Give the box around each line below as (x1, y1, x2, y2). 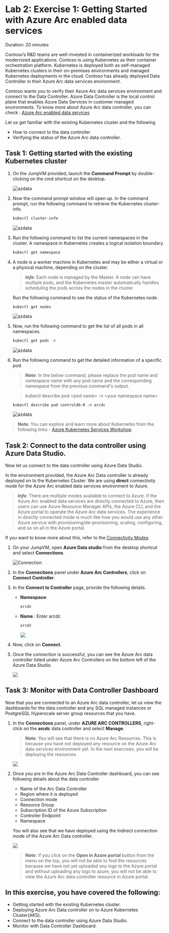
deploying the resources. (25, 751, 77, 757)
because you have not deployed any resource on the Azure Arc (25, 740, 157, 746)
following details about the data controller (12, 776, 99, 782)
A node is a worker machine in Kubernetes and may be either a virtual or (12, 259, 163, 265)
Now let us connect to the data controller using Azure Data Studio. (5, 463, 143, 469)
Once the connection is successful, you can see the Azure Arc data (12, 651, 153, 657)
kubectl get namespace (12, 250, 61, 255)
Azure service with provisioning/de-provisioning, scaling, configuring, (17, 520, 163, 526)
